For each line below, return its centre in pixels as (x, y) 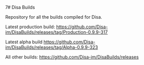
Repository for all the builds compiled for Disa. (54, 17)
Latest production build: (30, 27)
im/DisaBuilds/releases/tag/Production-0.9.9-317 (56, 32)
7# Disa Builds (20, 7)
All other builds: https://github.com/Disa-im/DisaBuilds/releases (72, 57)
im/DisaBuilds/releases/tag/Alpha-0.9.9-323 (52, 47)
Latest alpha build (24, 42)
